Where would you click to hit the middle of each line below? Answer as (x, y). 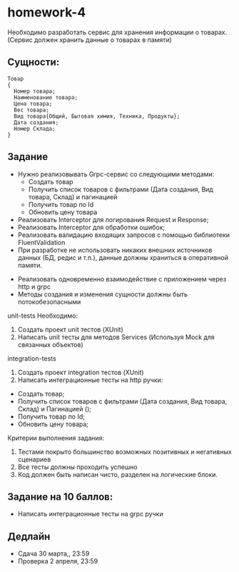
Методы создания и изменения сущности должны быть (102, 294)
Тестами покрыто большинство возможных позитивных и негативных (124, 451)
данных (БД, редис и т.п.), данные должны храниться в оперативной (123, 257)
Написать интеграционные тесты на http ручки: (90, 380)
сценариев (34, 459)
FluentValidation (41, 242)
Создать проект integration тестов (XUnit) (81, 372)
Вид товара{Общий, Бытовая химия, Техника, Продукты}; (97, 116)
